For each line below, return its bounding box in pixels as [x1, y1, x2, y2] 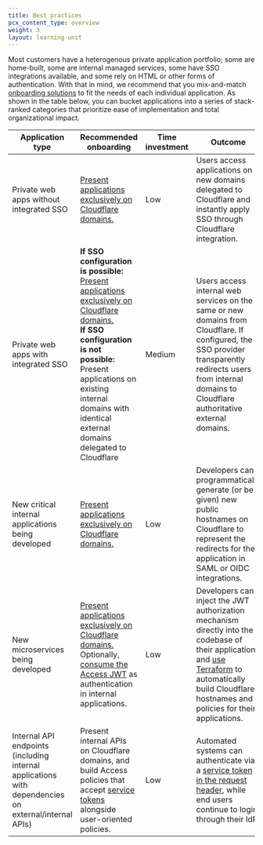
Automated [196, 735, 237, 746]
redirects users [196, 364, 252, 375]
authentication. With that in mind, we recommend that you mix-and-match [8, 80, 247, 89]
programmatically [196, 475, 261, 486]
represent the [196, 534, 246, 545]
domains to [196, 384, 237, 395]
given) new [196, 494, 237, 505]
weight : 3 [8, 26, 41, 34]
